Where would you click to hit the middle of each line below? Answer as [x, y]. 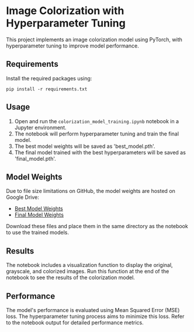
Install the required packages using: [49, 78]
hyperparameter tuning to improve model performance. [72, 46]
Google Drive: [23, 197]
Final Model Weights [39, 215]
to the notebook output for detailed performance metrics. [75, 323]
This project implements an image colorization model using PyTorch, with [94, 39]
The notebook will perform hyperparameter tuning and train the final [97, 134]
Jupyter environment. [40, 127]
